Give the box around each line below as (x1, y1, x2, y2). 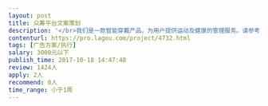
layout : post (8, 11, 52, 20)
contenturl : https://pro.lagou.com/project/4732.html (8, 33, 191, 42)
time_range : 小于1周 (8, 85, 73, 94)
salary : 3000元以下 (8, 49, 69, 57)
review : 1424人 (8, 64, 57, 72)
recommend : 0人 (8, 78, 57, 86)
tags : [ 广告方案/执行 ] (8, 41, 77, 49)
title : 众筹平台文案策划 (8, 19, 81, 27)
